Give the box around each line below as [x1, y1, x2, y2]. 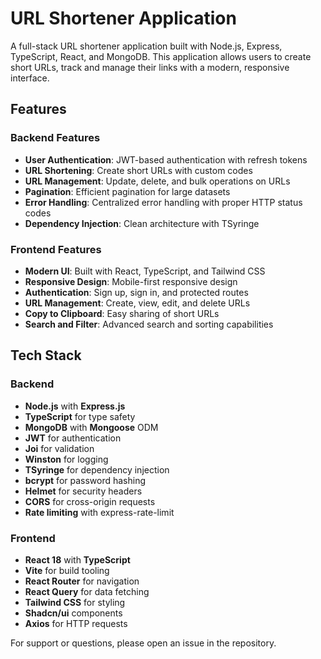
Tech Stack [10, 347, 82, 364]
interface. [10, 72, 50, 84]
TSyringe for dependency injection [24, 463, 170, 476]
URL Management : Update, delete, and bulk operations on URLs [24, 175, 291, 187]
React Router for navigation [24, 575, 140, 587]
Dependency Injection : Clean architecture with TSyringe [24, 217, 260, 229]
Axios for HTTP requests [24, 617, 128, 629]
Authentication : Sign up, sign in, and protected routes [24, 286, 249, 298]
